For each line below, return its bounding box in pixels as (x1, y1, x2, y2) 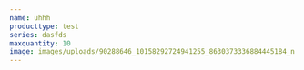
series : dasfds (9, 30, 67, 39)
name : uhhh (9, 13, 51, 23)
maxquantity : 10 (9, 38, 71, 48)
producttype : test (9, 22, 79, 31)
